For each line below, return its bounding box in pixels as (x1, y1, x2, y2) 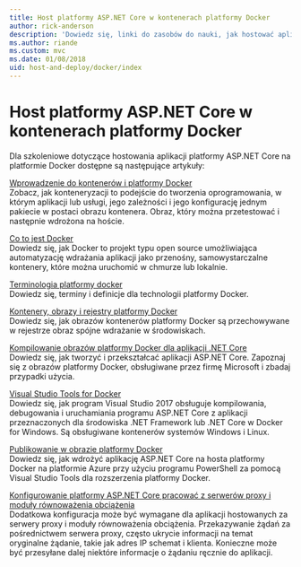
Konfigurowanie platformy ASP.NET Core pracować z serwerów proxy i (9, 490, 271, 501)
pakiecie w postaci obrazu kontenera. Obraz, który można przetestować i (9, 205, 280, 216)
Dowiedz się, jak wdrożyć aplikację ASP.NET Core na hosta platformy (9, 453, 265, 464)
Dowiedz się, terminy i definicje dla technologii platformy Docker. (9, 288, 249, 299)
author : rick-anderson (9, 22, 94, 31)
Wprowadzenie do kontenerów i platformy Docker (9, 177, 193, 188)
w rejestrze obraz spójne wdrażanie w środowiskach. (9, 325, 206, 336)
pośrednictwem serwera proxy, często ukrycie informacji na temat (9, 528, 254, 538)
